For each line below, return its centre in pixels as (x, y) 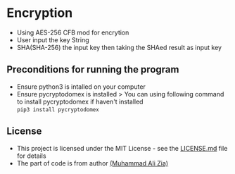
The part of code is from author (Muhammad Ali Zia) (93, 163)
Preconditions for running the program (93, 69)
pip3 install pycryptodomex (58, 110)
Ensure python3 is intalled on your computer (81, 87)
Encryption (40, 13)
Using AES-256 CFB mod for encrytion (73, 32)
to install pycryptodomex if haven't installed (80, 101)
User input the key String (53, 39)
